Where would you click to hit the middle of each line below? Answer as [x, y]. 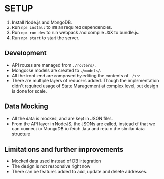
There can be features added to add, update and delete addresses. [80, 172]
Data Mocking [27, 107]
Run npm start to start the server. [45, 38]
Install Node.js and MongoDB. [42, 22]
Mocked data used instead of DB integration [56, 161]
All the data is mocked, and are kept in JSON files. [62, 118]
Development [26, 53]
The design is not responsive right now [51, 166]
